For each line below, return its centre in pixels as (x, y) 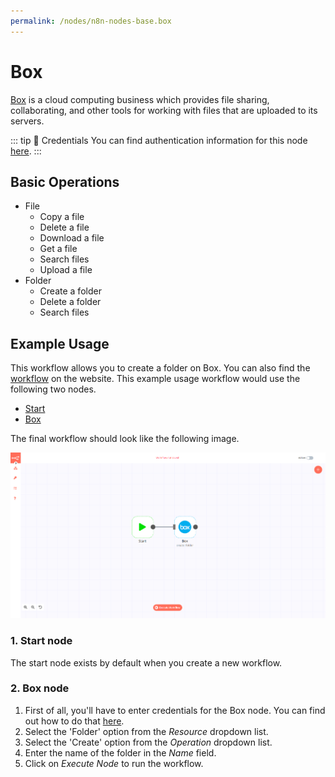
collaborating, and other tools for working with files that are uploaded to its (164, 110)
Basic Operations (65, 181)
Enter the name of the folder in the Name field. (120, 752)
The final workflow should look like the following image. (125, 439)
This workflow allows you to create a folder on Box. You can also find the (160, 368)
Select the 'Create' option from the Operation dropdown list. (148, 742)
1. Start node (41, 641)
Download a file (72, 238)
